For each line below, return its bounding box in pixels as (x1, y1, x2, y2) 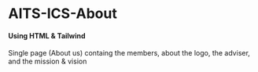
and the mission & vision (8, 56, 87, 67)
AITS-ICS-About (8, 5, 118, 23)
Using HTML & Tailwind (8, 31, 86, 40)
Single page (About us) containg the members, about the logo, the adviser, (8, 49, 250, 58)
